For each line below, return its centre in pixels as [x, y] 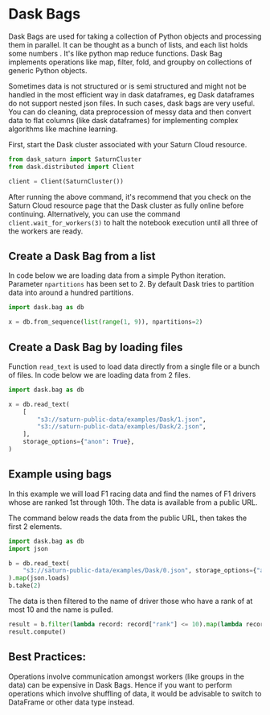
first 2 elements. [35, 526]
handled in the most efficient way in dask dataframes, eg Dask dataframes [131, 94]
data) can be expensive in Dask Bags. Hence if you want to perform [121, 684]
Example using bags [60, 475]
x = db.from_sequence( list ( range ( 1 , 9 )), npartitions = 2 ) [106, 322]
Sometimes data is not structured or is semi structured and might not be [127, 86]
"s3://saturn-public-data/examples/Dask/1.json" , [122, 419]
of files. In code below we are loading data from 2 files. [100, 374]
